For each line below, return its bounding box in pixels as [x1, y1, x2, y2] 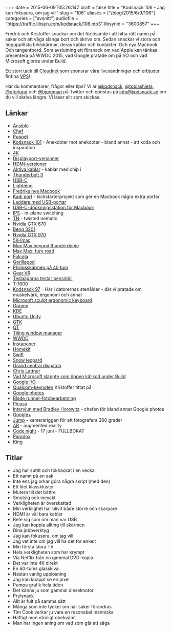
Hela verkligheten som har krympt [12, 549, 84, 555]
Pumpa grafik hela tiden [12, 582, 63, 588]
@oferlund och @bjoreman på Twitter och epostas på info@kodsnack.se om [5, 89, 166, 94]
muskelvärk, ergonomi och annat [12, 291, 82, 298]
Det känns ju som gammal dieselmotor [12, 587, 94, 593]
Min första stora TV [12, 543, 54, 549]
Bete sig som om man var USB [12, 516, 77, 522]
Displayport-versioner [12, 155, 59, 161]
